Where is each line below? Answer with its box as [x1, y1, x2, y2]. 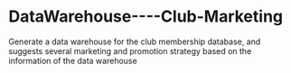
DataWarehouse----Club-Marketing [8, 6, 284, 27]
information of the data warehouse [8, 55, 137, 66]
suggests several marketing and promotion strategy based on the [8, 45, 252, 56]
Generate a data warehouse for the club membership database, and [8, 36, 261, 47]
